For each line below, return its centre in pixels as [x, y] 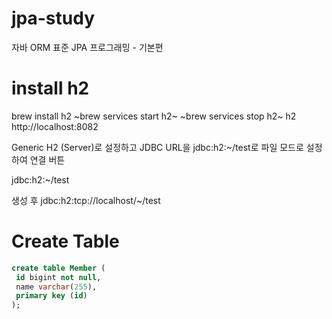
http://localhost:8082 [55, 126]
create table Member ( [58, 268]
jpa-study [53, 18]
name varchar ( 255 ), [56, 287]
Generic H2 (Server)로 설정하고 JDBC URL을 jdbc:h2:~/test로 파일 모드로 [157, 147]
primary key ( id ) [51, 296]
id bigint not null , [58, 277]
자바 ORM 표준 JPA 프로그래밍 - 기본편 [87, 47]
